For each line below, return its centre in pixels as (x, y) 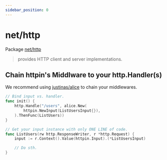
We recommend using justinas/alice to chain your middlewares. (71, 87)
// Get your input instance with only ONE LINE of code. (67, 129)
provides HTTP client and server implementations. (70, 59)
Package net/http (23, 49)
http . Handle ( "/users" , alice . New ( (51, 106)
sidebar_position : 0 (27, 10)
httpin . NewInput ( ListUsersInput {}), (62, 111)
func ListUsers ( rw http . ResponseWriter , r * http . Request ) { (70, 134)
